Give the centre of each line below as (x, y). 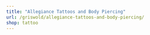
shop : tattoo (22, 23)
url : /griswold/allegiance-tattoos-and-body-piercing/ (75, 17)
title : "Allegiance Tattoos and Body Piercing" (66, 12)
